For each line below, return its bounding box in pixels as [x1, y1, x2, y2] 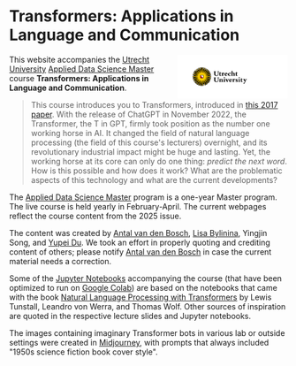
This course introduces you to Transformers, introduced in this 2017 [30, 99, 278, 110]
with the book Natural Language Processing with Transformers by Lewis [9, 292, 272, 302]
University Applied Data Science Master [9, 64, 155, 74]
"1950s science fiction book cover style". [9, 347, 158, 357]
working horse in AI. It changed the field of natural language [30, 127, 250, 138]
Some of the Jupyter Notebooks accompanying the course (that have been [9, 272, 283, 284]
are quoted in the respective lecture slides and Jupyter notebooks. [9, 310, 252, 321]
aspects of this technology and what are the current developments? [30, 174, 278, 185]
